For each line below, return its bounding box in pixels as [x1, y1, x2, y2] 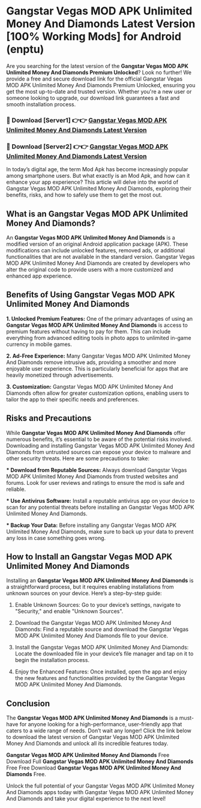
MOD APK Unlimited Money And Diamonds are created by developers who [6, 260, 191, 267]
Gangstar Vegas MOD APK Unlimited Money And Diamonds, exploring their [6, 185, 192, 192]
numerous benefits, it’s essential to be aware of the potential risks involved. [6, 436, 193, 443]
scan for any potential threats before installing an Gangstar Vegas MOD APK [6, 503, 194, 511]
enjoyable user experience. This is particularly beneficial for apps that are [6, 365, 188, 372]
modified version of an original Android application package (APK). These [6, 240, 188, 248]
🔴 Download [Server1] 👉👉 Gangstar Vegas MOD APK [6, 116, 167, 124]
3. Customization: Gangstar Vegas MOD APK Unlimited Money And [6, 383, 173, 390]
